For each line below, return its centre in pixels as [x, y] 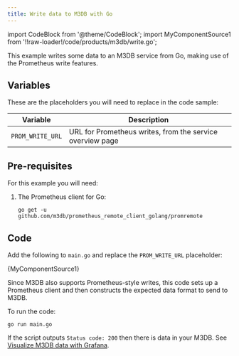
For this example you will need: [53, 183]
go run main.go [30, 325]
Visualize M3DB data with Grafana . [58, 345]
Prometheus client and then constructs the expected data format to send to [118, 290]
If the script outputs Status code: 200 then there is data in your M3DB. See [117, 338]
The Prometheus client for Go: [62, 197]
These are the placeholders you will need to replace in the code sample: [113, 102]
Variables [29, 86]
